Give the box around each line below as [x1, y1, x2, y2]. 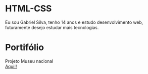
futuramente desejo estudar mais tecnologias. [5, 24, 99, 30]
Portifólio [5, 42, 44, 53]
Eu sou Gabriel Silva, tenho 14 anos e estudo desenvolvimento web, [5, 19, 144, 25]
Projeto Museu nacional [5, 58, 53, 64]
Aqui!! [5, 63, 17, 69]
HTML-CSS [5, 3, 52, 14]
